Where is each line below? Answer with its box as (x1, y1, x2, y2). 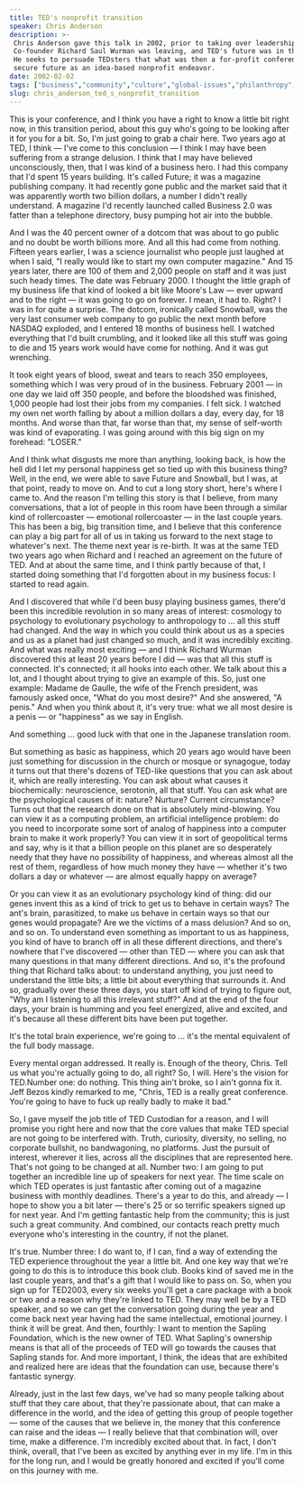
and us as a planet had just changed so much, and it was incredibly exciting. (9, 634, 293, 645)
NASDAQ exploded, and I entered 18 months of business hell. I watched (9, 322, 275, 334)
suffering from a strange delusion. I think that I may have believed (9, 152, 253, 162)
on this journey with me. (9, 1464, 99, 1476)
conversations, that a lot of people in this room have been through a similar (9, 502, 288, 513)
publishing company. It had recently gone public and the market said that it (9, 181, 288, 191)
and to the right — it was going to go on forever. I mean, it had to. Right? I (9, 294, 281, 305)
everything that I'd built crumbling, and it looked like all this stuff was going (9, 332, 289, 343)
